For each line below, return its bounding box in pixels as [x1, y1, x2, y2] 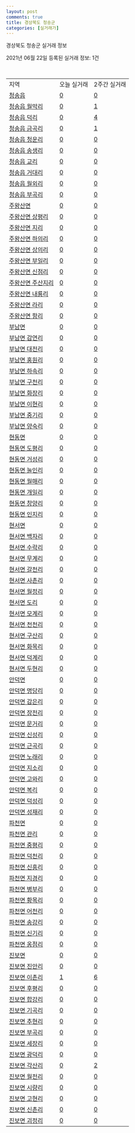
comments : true [6, 14, 43, 20]
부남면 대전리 [9, 345, 43, 353]
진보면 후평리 [9, 984, 43, 992]
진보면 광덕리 [9, 1051, 43, 1059]
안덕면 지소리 [9, 764, 43, 772]
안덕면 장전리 [9, 709, 43, 717]
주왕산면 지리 [9, 224, 43, 232]
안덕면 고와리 [9, 775, 43, 783]
